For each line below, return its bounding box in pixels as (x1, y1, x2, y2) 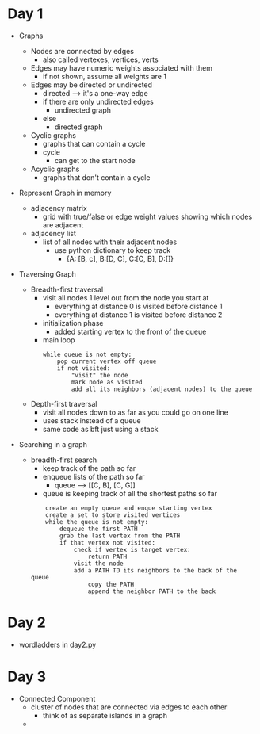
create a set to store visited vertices (45, 510, 181, 519)
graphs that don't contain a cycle (42, 172, 151, 182)
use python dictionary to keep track (54, 245, 171, 254)
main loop (42, 335, 75, 345)
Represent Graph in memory (18, 188, 112, 197)
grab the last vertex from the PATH (59, 532, 181, 540)
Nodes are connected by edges (30, 46, 134, 55)
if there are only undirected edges (42, 97, 154, 106)
